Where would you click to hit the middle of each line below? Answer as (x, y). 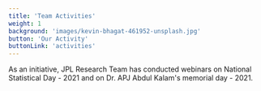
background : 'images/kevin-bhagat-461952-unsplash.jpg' (105, 31)
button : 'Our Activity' (49, 39)
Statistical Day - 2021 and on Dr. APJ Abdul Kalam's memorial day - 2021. (131, 78)
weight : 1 (25, 24)
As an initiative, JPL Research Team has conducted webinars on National (130, 69)
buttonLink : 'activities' (52, 46)
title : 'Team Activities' (52, 16)
